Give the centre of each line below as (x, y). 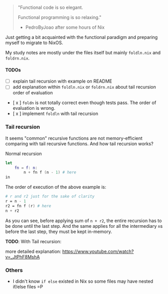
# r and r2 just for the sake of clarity (50, 197)
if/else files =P (28, 286)
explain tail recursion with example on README (62, 81)
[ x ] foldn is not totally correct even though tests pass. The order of (85, 103)
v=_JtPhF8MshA (22, 257)
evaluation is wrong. (34, 108)
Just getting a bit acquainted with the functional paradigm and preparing (82, 37)
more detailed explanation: (33, 251)
